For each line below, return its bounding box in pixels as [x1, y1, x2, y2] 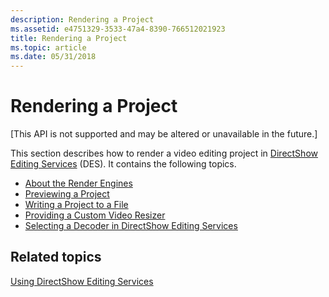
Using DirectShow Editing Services [10, 275, 154, 287]
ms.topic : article [10, 42, 87, 53]
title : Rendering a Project [10, 33, 128, 43]
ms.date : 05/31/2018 [10, 52, 97, 62]
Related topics [10, 249, 102, 266]
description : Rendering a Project [10, 14, 155, 25]
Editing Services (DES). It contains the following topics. [10, 158, 237, 170]
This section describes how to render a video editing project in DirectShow [10, 147, 318, 160]
